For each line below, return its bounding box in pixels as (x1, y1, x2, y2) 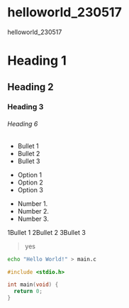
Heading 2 (7, 81, 55, 93)
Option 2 (17, 178, 44, 187)
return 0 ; (13, 288, 43, 295)
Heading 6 (7, 120, 38, 128)
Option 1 (17, 170, 43, 179)
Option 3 (17, 185, 44, 194)
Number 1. (17, 199, 48, 208)
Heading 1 (7, 53, 67, 69)
